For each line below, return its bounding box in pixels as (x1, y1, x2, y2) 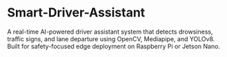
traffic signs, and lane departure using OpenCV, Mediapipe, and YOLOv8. (7, 34, 215, 43)
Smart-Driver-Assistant (7, 5, 146, 21)
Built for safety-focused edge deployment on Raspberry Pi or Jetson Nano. (7, 42, 221, 50)
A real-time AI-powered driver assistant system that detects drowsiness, (7, 27, 213, 36)
